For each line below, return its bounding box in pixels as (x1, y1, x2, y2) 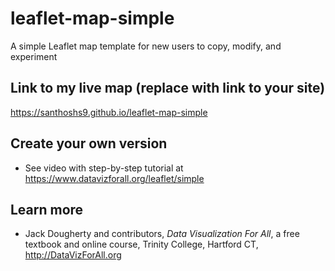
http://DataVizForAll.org (24, 249, 122, 261)
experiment (10, 50, 58, 62)
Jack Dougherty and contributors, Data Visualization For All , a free (24, 228, 300, 240)
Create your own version (10, 135, 168, 152)
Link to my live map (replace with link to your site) (10, 80, 326, 97)
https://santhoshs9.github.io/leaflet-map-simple (10, 106, 208, 118)
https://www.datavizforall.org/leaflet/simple (24, 172, 205, 184)
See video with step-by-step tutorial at (24, 162, 184, 174)
